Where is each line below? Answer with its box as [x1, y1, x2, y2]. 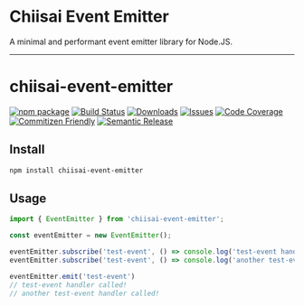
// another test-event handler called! [9, 289, 160, 298]
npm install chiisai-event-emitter [9, 165, 144, 175]
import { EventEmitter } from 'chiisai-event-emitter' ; [9, 215, 224, 224]
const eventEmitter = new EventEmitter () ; [9, 231, 172, 240]
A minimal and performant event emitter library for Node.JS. [9, 36, 233, 47]
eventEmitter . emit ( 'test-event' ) [9, 272, 136, 281]
